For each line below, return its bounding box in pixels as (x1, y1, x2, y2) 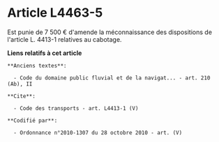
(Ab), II (7, 80, 33, 88)
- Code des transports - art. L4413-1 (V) (13, 104, 139, 112)
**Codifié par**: (7, 117, 58, 124)
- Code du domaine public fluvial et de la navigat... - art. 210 (13, 74, 211, 81)
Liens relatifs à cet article (7, 49, 82, 57)
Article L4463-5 (7, 5, 103, 21)
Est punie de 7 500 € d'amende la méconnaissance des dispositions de (7, 28, 213, 36)
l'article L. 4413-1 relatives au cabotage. (7, 35, 122, 43)
